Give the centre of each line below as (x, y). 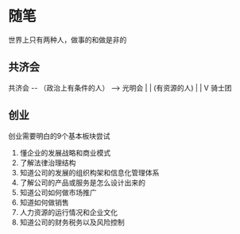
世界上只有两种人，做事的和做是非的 (68, 40)
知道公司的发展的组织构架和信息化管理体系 (89, 172)
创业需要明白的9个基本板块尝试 (59, 136)
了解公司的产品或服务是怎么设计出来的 (82, 182)
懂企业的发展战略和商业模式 (65, 152)
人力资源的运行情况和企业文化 (68, 212)
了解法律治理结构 (48, 163)
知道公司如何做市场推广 (58, 192)
